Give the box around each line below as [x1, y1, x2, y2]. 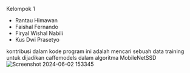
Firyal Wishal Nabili [15, 30, 64, 37]
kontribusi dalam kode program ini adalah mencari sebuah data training [6, 48, 185, 55]
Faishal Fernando [15, 24, 59, 30]
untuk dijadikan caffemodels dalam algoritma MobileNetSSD [6, 54, 157, 61]
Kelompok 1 [6, 5, 35, 12]
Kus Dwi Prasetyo [15, 36, 59, 43]
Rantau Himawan [15, 17, 58, 24]
